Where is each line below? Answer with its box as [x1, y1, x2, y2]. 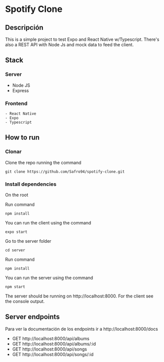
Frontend [5, 100, 28, 107]
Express [12, 87, 29, 93]
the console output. [5, 298, 45, 304]
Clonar [5, 148, 22, 155]
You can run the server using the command [5, 275, 93, 281]
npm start [5, 284, 26, 289]
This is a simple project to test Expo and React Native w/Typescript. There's [5, 36, 160, 42]
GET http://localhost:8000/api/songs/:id [12, 351, 94, 357]
